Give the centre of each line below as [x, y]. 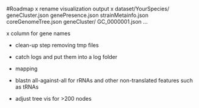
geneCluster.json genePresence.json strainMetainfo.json [77, 15]
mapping [26, 69]
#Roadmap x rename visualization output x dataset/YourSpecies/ [88, 9]
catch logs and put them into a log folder [66, 57]
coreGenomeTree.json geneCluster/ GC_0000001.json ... [77, 22]
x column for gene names [38, 33]
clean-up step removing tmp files [57, 45]
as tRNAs [27, 87]
